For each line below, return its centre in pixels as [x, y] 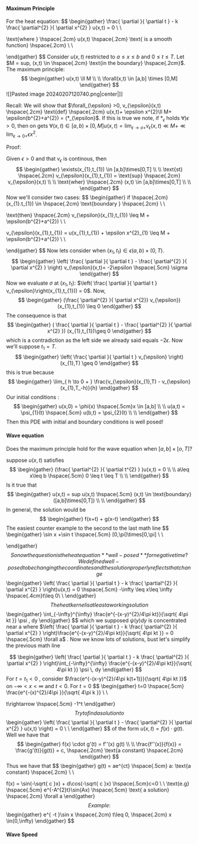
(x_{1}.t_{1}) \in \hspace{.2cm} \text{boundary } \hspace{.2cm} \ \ [86, 204]
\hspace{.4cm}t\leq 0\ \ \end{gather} [51, 595]
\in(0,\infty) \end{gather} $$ [40, 821]
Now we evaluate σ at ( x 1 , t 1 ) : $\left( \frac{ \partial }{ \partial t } [82, 283]
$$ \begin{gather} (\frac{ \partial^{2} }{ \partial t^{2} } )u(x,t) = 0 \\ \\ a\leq [99, 469]
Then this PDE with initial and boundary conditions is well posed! [85, 422]
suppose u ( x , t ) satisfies [35, 460]
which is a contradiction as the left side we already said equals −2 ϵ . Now [95, 340]
